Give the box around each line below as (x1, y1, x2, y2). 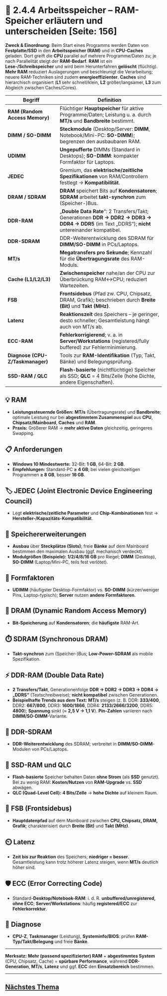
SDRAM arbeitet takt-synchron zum (59, 193, 146, 200)
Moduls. (59, 261, 79, 268)
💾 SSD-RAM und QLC (5, 760, 72, 769)
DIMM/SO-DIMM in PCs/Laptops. (59, 241, 139, 248)
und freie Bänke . (54, 939, 89, 945)
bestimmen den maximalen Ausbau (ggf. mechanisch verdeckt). (12, 548, 144, 554)
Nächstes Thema (5, 983, 60, 991)
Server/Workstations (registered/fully (59, 337, 150, 344)
